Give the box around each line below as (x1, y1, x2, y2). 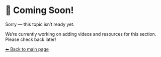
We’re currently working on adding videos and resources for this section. (5, 31, 156, 37)
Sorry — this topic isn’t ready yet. (5, 21, 74, 27)
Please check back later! (5, 36, 56, 42)
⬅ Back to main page (5, 46, 49, 52)
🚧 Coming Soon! (5, 5, 74, 16)
